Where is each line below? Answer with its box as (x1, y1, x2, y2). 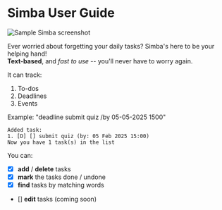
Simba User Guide (7, 5, 115, 21)
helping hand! (7, 49, 47, 58)
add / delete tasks (17, 164, 72, 173)
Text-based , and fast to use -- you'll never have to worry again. (7, 56, 193, 65)
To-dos (17, 84, 39, 92)
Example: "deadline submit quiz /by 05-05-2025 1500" (7, 113, 166, 121)
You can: (7, 151, 33, 159)
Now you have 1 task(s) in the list (7, 139, 115, 146)
